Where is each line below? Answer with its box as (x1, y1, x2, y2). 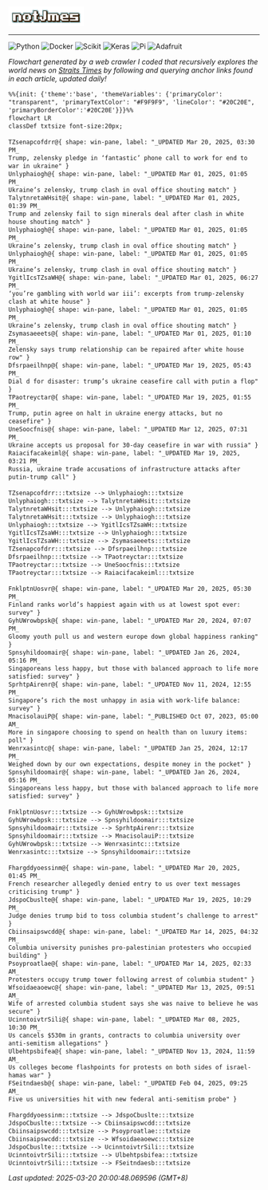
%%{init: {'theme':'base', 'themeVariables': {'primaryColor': (8, 90, 223, 99)
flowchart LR (8, 114, 52, 123)
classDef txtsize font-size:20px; (8, 122, 124, 131)
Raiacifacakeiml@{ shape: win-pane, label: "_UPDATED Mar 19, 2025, (8, 449, 241, 458)
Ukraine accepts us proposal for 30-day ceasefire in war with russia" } (8, 441, 259, 450)
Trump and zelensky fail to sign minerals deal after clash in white (8, 210, 245, 219)
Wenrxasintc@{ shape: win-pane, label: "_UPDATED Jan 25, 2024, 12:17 (8, 744, 248, 753)
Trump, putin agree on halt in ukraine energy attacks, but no (8, 409, 223, 418)
